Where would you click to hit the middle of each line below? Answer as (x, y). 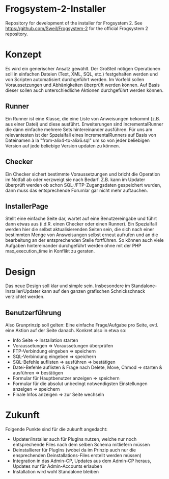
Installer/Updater (23, 291)
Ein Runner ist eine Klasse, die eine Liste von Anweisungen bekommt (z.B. (83, 118)
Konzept (23, 55)
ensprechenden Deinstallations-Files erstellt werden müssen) (77, 455)
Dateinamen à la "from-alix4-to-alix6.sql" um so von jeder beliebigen (78, 140)
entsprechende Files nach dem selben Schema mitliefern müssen (81, 445)
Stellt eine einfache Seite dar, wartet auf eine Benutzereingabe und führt (81, 219)
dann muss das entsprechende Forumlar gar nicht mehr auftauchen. (77, 190)
